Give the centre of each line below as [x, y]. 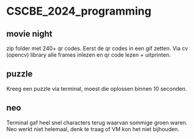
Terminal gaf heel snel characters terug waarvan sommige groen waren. [97, 123]
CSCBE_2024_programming [79, 11]
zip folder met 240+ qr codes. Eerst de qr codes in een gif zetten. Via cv [97, 48]
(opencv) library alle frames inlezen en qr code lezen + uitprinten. [88, 55]
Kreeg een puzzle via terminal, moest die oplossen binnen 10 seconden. [97, 88]
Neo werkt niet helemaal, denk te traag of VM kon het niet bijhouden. [93, 129]
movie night [30, 34]
